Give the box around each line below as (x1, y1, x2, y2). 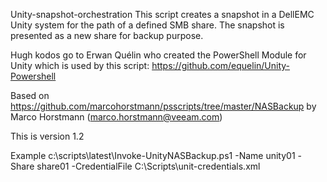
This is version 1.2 (10, 130, 85, 142)
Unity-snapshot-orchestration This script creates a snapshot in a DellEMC (10, 9, 315, 20)
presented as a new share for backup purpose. (10, 30, 204, 41)
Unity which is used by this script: (10, 60, 150, 71)
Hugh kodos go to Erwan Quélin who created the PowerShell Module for (10, 49, 307, 61)
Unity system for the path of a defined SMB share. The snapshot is (10, 19, 285, 31)
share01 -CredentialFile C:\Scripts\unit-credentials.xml (36, 160, 261, 172)
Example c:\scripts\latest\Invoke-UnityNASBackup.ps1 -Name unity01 (10, 150, 296, 161)
